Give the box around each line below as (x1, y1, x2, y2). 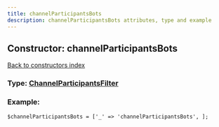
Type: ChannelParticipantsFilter (7, 78, 119, 88)
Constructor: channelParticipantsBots (7, 43, 178, 54)
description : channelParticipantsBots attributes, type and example (7, 17, 212, 24)
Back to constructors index (7, 61, 86, 70)
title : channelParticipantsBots (7, 10, 102, 17)
